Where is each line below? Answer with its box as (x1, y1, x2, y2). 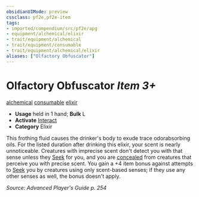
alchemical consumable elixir (6, 98, 78, 106)
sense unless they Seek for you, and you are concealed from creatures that (6, 153, 192, 161)
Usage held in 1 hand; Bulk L (14, 110, 85, 117)
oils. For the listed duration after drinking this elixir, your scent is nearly (6, 141, 181, 148)
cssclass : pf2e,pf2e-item (6, 14, 71, 20)
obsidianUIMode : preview (6, 8, 68, 15)
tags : (6, 20, 20, 26)
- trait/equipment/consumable (6, 42, 82, 48)
